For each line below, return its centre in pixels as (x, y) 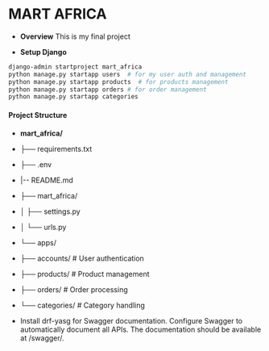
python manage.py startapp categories (73, 97)
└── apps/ (38, 242)
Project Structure (38, 115)
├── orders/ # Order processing (74, 289)
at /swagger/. (42, 338)
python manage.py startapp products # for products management (118, 81)
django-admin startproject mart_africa (75, 67)
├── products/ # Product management (85, 274)
